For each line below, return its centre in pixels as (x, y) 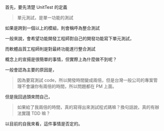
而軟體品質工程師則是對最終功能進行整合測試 (50, 49)
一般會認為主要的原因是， (31, 70)
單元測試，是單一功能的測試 (45, 18)
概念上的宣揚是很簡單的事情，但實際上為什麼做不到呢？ (61, 59)
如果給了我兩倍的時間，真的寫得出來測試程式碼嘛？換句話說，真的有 (86, 107)
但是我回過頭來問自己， (29, 97)
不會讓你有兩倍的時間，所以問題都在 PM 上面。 (69, 86)
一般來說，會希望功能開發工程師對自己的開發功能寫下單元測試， (69, 39)
